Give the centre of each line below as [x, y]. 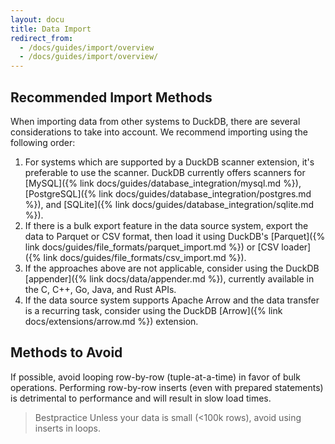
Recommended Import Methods [111, 97]
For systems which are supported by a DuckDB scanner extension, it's [169, 162]
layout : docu [37, 19]
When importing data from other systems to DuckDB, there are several [155, 121]
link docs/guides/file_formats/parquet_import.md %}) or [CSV [152, 247]
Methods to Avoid [66, 352]
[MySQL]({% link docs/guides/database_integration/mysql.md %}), [163, 183]
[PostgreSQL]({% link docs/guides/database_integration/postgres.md [168, 193]
